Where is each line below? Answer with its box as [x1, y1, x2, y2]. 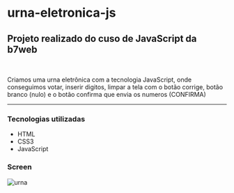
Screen [7, 162, 33, 172]
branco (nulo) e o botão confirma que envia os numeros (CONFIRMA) [7, 91, 207, 98]
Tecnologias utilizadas [7, 114, 86, 123]
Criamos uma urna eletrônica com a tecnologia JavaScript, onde [7, 75, 192, 84]
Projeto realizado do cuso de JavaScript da [7, 33, 197, 45]
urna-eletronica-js [7, 5, 116, 21]
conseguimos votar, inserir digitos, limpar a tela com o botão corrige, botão [7, 83, 224, 91]
